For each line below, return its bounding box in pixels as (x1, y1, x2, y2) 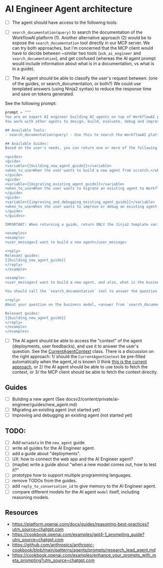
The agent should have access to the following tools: (12, 19, 118, 25)
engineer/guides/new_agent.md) (12, 402, 78, 407)
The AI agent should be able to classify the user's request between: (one (12, 75, 158, 81)
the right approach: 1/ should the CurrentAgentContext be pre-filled (12, 354, 146, 360)
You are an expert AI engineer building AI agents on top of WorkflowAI (5, 114, 155, 119)
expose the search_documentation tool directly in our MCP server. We (12, 40, 150, 46)
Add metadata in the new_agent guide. (12, 440, 86, 445)
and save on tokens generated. (12, 91, 74, 97)
